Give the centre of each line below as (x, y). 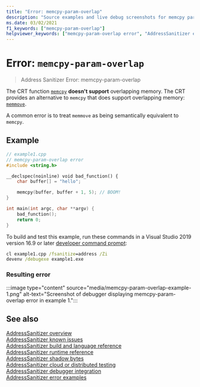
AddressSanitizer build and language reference (64, 346)
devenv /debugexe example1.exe (45, 260)
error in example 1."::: (52, 300)
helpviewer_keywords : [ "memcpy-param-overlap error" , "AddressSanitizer (98, 34)
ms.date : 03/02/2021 (32, 23)
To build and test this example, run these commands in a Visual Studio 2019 (99, 236)
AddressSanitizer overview (39, 333)
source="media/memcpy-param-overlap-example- (129, 288)
